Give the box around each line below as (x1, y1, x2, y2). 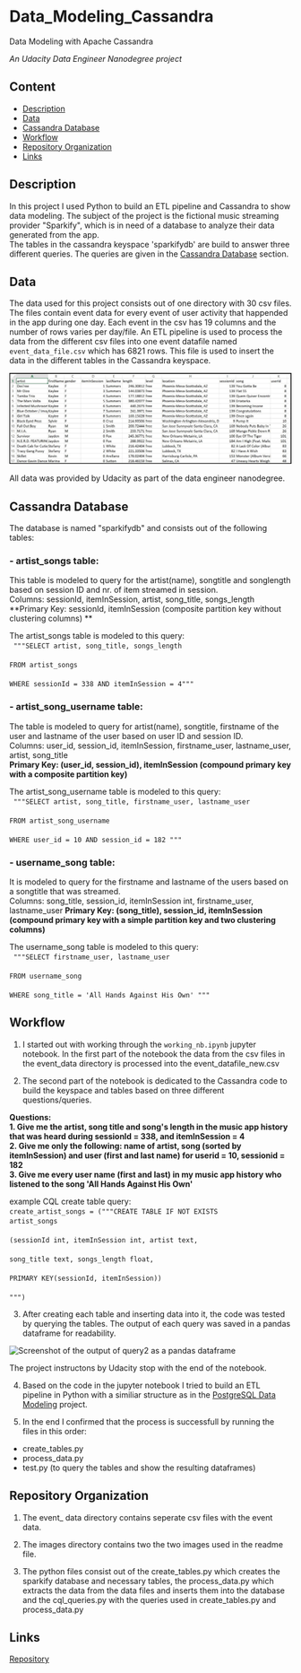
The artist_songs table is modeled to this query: (9, 631, 185, 641)
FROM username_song (9, 972, 82, 980)
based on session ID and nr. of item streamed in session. (9, 585, 219, 596)
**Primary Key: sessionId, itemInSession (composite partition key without (9, 604, 282, 614)
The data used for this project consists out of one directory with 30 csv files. (9, 298, 292, 309)
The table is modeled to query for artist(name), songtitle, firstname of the (9, 720, 279, 732)
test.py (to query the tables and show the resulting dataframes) (21, 1462, 256, 1473)
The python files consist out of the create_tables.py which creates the (21, 1565, 280, 1576)
